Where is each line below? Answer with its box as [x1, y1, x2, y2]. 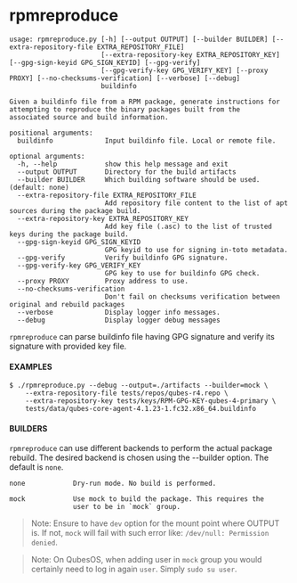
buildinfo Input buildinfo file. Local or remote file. [17, 135, 277, 145]
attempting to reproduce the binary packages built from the [9, 104, 241, 114]
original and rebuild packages [9, 300, 125, 308]
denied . [30, 537, 58, 548]
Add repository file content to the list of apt [104, 198, 289, 208]
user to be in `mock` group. [72, 503, 181, 512]
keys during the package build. [9, 229, 129, 239]
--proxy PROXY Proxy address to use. [17, 276, 189, 285]
